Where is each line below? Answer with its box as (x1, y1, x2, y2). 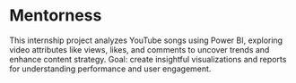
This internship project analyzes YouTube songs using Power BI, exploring (9, 35, 283, 46)
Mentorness (9, 5, 102, 26)
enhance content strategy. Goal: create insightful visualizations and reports (9, 54, 287, 64)
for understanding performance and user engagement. (9, 63, 212, 74)
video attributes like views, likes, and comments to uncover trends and (9, 44, 270, 54)
